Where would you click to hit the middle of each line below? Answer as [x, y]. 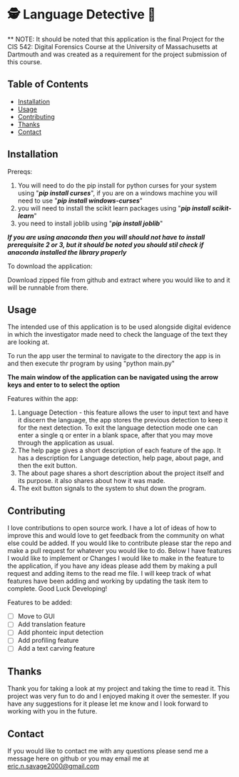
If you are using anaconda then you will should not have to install [106, 237]
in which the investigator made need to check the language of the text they [118, 335]
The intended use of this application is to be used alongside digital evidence [119, 327]
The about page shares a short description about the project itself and [121, 473]
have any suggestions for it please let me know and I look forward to [108, 704]
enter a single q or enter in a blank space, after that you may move [115, 435]
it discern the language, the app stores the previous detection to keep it [123, 420]
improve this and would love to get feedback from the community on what [116, 536]
